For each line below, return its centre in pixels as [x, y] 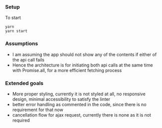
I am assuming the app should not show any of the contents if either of [84, 54]
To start [13, 18]
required [21, 120]
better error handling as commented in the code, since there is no [79, 104]
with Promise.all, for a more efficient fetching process [67, 70]
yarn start [16, 31]
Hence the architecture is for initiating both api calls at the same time [82, 65]
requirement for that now [38, 110]
